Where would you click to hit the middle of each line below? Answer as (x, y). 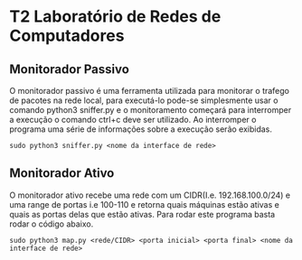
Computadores (67, 36)
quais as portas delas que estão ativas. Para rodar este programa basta (142, 214)
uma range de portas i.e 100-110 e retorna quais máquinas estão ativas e (145, 204)
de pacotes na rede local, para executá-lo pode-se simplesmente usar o (144, 100)
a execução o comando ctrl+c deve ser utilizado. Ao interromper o (133, 120)
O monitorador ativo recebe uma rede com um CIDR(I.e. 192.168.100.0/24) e (150, 195)
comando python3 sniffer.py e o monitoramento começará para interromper (151, 110)
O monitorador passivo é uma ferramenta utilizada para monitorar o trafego (150, 91)
